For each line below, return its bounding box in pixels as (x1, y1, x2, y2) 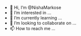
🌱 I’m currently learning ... (9, 15, 62, 20)
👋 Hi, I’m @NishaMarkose (9, 5, 61, 10)
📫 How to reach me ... (9, 26, 55, 31)
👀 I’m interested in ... (9, 10, 52, 16)
